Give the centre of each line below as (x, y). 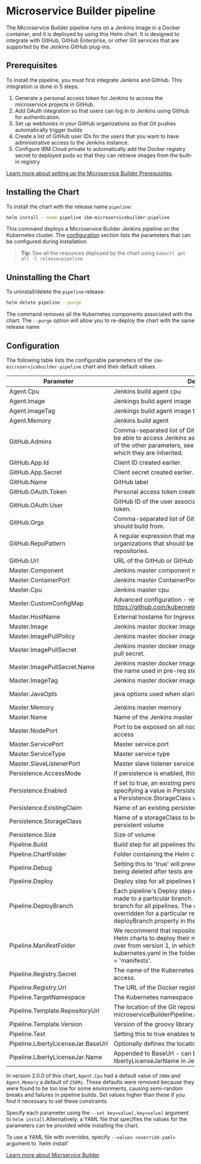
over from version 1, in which (154, 945)
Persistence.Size (33, 835)
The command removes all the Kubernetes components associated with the (99, 314)
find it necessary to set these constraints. (57, 1101)
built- (186, 155)
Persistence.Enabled (38, 790)
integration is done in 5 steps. (43, 86)
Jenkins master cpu (141, 589)
